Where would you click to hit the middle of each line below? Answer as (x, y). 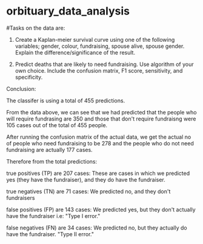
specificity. (29, 77)
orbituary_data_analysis (68, 11)
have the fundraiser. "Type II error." (50, 234)
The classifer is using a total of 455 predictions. (66, 101)
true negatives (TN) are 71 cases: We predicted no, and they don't (88, 191)
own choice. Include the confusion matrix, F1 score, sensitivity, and (99, 70)
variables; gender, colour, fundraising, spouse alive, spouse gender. (100, 46)
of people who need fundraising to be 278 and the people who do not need (100, 143)
